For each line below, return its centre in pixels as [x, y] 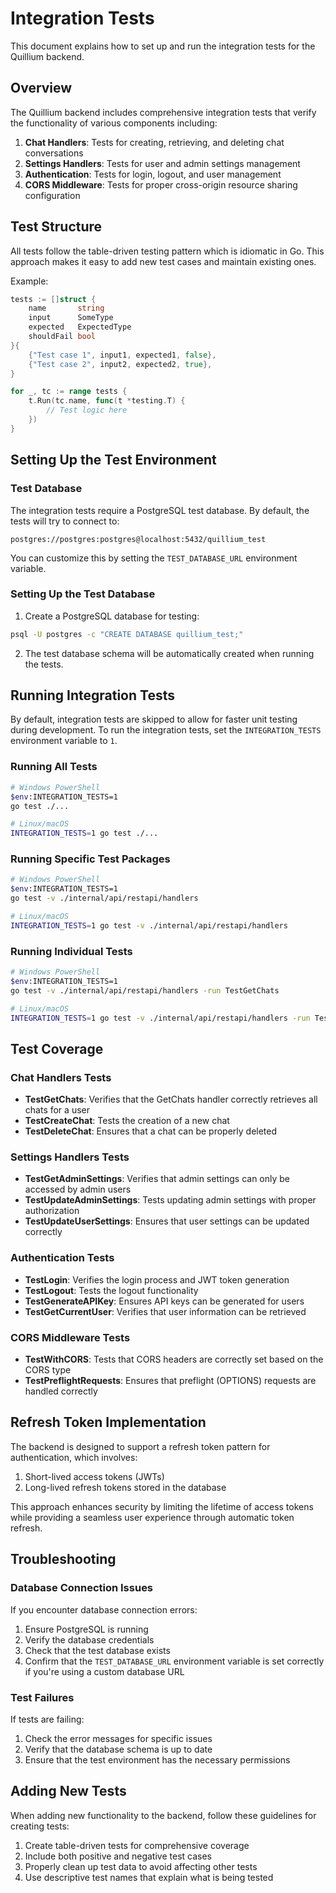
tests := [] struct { [53, 299]
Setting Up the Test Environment [113, 460]
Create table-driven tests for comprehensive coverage [137, 1845]
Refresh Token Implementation [108, 1422]
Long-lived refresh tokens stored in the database [125, 1487]
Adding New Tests [68, 1791]
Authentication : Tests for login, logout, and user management [153, 174]
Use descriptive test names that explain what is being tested [149, 1877]
